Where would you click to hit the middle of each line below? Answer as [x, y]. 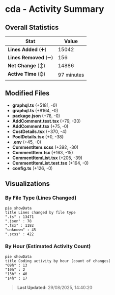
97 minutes [71, 75]
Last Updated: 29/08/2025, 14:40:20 [55, 287]
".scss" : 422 [20, 234]
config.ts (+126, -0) [32, 168]
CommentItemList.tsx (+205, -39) [47, 158]
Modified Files [28, 93]
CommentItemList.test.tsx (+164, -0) [50, 163]
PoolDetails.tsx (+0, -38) [38, 136]
